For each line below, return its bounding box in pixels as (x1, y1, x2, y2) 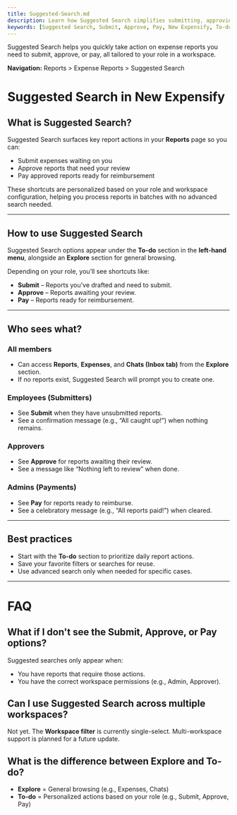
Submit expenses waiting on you (17, 157, 113, 165)
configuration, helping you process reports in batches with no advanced (7, 193, 217, 201)
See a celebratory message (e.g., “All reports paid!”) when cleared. (17, 506, 212, 514)
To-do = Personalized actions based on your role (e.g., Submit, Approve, (17, 792, 229, 801)
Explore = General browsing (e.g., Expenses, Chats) (17, 785, 169, 794)
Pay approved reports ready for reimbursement (17, 171, 155, 180)
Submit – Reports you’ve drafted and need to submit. (17, 281, 172, 289)
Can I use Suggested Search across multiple (7, 697, 206, 709)
